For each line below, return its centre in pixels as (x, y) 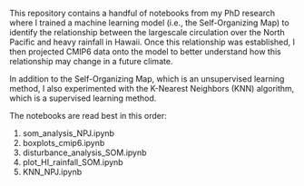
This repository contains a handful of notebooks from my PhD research (142, 13)
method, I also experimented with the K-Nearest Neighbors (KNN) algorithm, (152, 88)
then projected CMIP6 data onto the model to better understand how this (145, 52)
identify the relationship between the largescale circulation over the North (147, 32)
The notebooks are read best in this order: (88, 116)
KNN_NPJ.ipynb (52, 172)
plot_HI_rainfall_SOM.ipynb (73, 162)
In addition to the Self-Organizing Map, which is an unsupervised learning (147, 79)
